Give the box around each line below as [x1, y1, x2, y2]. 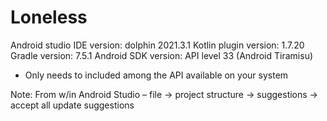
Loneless [10, 6, 88, 29]
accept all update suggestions [10, 99, 135, 111]
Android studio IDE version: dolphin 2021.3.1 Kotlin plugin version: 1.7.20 [10, 39, 305, 51]
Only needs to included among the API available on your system [24, 69, 289, 81]
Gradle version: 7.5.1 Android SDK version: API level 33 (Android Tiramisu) [10, 49, 314, 61]
